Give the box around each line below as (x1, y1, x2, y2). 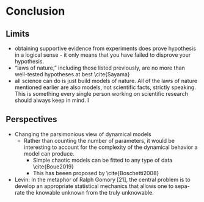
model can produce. (23, 150, 75, 157)
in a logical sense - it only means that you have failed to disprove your (14, 51, 191, 59)
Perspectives (5, 114, 57, 124)
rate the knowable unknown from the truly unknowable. (14, 189, 154, 196)
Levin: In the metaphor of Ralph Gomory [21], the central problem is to (14, 176, 191, 183)
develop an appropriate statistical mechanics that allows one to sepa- (14, 182, 190, 190)
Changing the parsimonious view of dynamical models (14, 130, 151, 138)
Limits (5, 29, 30, 39)
